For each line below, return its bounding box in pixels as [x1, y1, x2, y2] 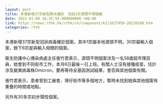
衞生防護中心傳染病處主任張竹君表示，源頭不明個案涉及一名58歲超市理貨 [5, 55, 150, 61]
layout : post [5, 7, 32, 12]
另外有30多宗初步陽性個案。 [5, 94, 62, 100]
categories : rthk [5, 25, 40, 30]
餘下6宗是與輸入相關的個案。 [13, 45, 72, 51]
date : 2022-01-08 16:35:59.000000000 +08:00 [5, 16, 97, 21]
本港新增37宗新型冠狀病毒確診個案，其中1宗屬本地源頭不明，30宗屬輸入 [5, 39, 149, 45]
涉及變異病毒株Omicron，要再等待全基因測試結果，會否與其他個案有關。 [5, 67, 150, 73]
